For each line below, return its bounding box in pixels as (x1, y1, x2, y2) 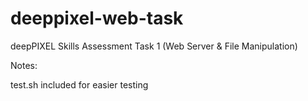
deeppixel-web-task (10, 7, 184, 30)
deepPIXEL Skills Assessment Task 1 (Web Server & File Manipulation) (10, 40, 298, 52)
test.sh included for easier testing (10, 78, 149, 91)
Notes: (10, 59, 38, 71)
